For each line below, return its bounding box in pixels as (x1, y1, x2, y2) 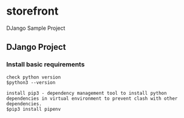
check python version (6, 74, 61, 80)
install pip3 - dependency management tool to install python (6, 90, 167, 96)
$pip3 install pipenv (6, 106, 61, 112)
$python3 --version (6, 79, 56, 86)
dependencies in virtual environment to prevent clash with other (6, 95, 178, 102)
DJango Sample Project (6, 24, 66, 32)
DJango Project (6, 42, 66, 52)
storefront (6, 4, 59, 18)
